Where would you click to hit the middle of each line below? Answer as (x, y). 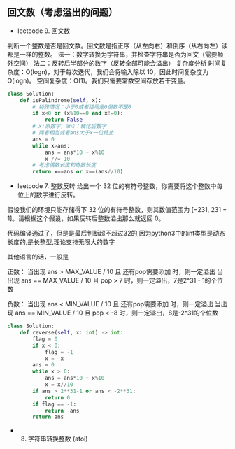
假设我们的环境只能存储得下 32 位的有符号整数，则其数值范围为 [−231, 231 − (117, 210)
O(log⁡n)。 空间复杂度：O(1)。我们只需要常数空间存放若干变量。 (99, 80)
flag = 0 (45, 339)
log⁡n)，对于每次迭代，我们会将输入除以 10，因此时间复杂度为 (121, 71)
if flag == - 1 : (55, 404)
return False (63, 120)
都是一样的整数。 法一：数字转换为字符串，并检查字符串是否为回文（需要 (112, 54)
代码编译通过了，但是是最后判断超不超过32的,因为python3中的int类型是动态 (116, 234)
